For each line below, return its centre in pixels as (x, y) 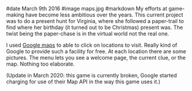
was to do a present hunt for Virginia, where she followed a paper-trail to (95, 21)
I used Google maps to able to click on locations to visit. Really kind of (92, 45)
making (15, 15)
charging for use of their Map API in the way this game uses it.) (83, 82)
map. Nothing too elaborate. (40, 64)
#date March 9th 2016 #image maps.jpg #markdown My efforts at (87, 9)
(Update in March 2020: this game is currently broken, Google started (92, 75)
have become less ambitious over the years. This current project (104, 15)
